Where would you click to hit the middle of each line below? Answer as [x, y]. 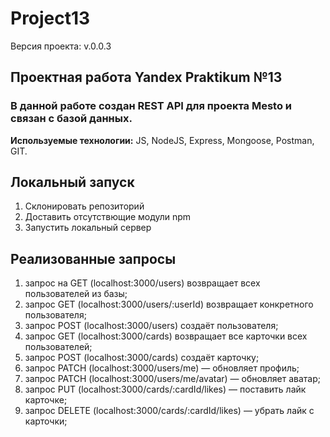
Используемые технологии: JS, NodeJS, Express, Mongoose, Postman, [162, 140]
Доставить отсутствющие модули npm [108, 217]
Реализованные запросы [93, 258]
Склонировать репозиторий [84, 206]
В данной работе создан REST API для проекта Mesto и [151, 106]
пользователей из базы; [76, 294]
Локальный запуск [72, 182]
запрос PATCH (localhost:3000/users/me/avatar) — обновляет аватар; [172, 379]
